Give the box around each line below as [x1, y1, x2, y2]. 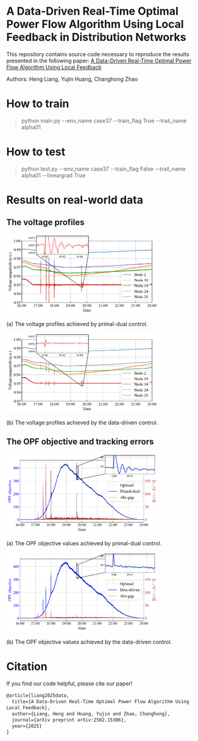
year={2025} [12, 723, 43, 729]
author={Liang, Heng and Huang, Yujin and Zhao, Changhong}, [12, 710, 171, 717]
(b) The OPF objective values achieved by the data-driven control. [6, 638, 172, 646]
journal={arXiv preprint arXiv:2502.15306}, [12, 717, 127, 723]
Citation [6, 659, 48, 673]
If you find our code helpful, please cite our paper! [6, 680, 133, 687]
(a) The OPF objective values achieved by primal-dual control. [6, 539, 162, 547]
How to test [6, 145, 66, 159]
